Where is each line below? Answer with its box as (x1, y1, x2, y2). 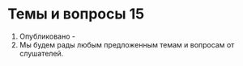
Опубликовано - (19, 31, 76, 41)
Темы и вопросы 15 (7, 5, 145, 23)
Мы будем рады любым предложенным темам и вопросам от (19, 39, 235, 49)
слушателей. (19, 48, 64, 58)
